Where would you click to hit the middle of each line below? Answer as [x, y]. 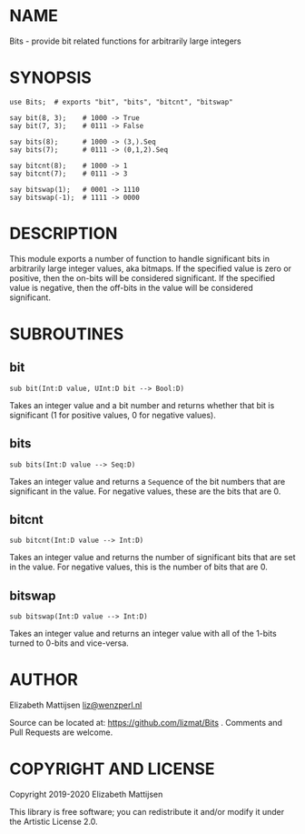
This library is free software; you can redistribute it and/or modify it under [147, 812]
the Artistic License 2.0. [54, 822]
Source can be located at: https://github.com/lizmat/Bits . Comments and [146, 723]
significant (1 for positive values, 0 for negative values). [113, 415]
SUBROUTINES [67, 334]
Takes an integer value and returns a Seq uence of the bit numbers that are [148, 481]
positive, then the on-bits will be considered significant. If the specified [142, 277]
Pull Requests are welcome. [61, 732]
